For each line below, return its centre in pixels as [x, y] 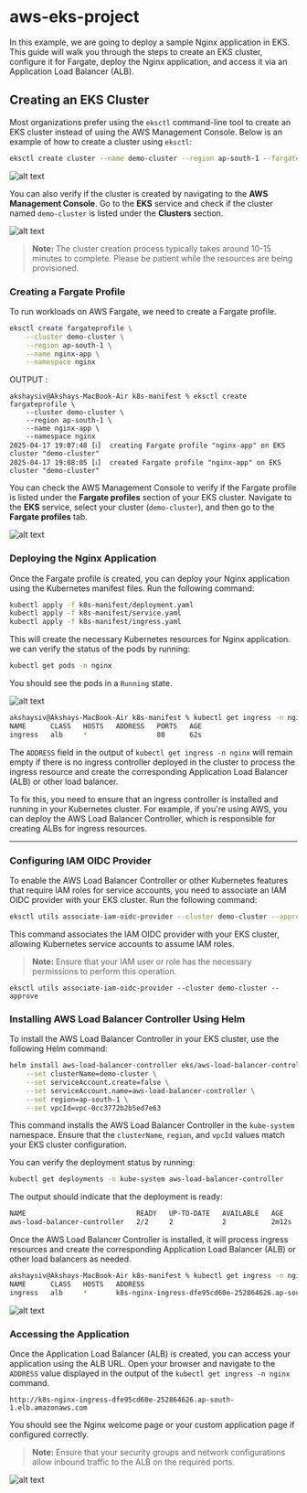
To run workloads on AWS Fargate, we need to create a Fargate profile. [143, 311]
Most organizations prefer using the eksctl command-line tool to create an [150, 122]
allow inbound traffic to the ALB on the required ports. [133, 1462]
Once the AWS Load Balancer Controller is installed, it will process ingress [149, 1240]
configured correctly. [49, 1434]
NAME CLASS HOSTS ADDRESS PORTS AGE [106, 726]
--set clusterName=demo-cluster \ [91, 1074]
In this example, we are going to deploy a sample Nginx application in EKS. [150, 42]
